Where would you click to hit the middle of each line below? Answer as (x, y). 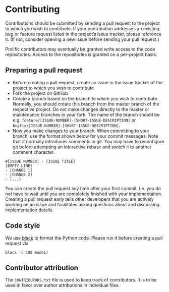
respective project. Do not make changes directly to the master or (81, 109)
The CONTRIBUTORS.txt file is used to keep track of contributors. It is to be (81, 280)
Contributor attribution (42, 268)
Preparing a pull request (44, 70)
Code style (23, 226)
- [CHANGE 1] (19, 170)
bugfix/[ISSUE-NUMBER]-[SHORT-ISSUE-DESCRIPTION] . (66, 125)
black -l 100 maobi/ (27, 252)
